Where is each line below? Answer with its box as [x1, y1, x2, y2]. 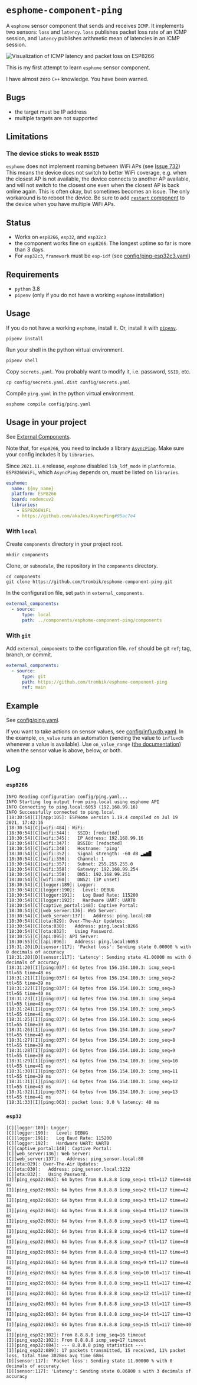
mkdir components [6, 552, 49, 558]
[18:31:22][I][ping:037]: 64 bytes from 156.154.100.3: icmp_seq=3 [6, 985, 176, 991]
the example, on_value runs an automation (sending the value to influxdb [6, 735, 184, 742]
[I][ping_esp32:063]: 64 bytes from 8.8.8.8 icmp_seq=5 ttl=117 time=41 [6, 1218, 189, 1224]
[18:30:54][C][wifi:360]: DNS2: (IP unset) [6, 877, 120, 882]
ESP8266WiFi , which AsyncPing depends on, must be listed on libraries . [6, 468, 180, 475]
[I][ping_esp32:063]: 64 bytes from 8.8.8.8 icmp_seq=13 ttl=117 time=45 [6, 1301, 192, 1307]
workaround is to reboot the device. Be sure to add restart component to [6, 194, 185, 201]
